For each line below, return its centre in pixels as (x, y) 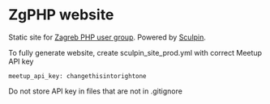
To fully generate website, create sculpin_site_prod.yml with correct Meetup (135, 52)
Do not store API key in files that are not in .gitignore (95, 91)
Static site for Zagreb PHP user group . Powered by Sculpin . (107, 37)
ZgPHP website (61, 15)
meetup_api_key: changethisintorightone (78, 76)
